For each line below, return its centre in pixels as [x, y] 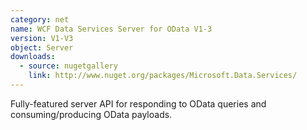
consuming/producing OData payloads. [91, 114]
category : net [40, 19]
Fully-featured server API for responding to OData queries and [138, 103]
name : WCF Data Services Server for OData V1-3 [111, 29]
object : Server [42, 47]
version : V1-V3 [42, 38]
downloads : [33, 57]
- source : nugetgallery [68, 66]
